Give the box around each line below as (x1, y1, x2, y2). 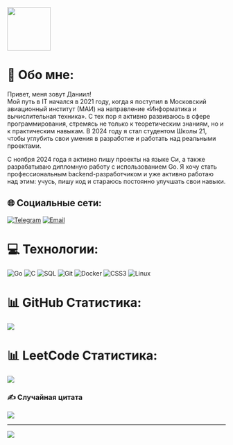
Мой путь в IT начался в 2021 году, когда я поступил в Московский (7, 97, 207, 106)
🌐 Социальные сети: (7, 197, 102, 209)
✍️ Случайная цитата (7, 392, 83, 402)
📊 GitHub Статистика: (7, 294, 142, 310)
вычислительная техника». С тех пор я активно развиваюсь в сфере (7, 112, 210, 120)
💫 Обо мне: (7, 67, 74, 83)
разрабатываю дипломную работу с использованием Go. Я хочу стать (7, 162, 217, 171)
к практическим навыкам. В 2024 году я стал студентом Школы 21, (7, 126, 207, 135)
